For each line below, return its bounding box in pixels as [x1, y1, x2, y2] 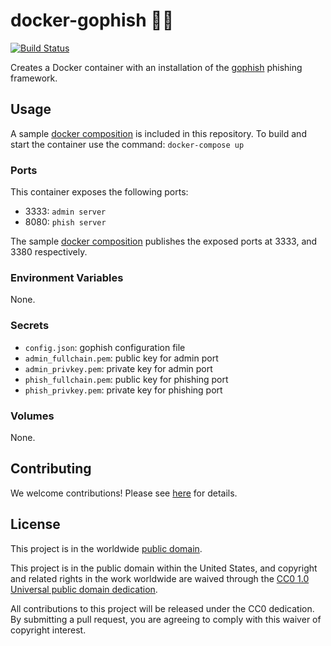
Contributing [10, 460, 92, 478]
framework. [10, 72, 58, 84]
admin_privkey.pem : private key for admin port [24, 362, 213, 374]
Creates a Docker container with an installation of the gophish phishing [10, 61, 303, 73]
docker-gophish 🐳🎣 [10, 9, 175, 32]
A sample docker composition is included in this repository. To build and [10, 127, 307, 139]
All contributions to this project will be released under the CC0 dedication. [10, 602, 315, 614]
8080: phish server [24, 216, 107, 228]
